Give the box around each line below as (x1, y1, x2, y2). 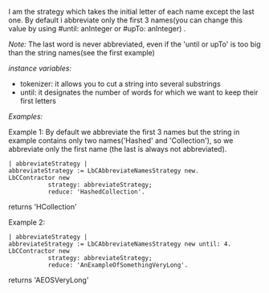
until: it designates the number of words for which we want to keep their (19, 87, 259, 97)
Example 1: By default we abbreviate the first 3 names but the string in (8, 128, 240, 136)
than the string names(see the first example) (8, 48, 155, 57)
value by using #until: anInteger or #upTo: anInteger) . (8, 24, 186, 33)
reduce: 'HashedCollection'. (47, 188, 146, 196)
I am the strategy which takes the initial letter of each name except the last (8, 7, 255, 16)
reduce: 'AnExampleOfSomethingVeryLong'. (47, 261, 189, 269)
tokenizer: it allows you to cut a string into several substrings (19, 79, 221, 88)
